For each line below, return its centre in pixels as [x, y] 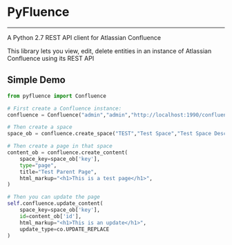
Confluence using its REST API [51, 58]
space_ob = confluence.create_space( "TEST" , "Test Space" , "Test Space [109, 134]
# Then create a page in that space [60, 146]
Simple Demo [36, 80]
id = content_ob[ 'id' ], [50, 216]
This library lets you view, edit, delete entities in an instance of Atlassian [109, 51]
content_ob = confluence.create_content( [68, 153]
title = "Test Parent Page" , [58, 172]
